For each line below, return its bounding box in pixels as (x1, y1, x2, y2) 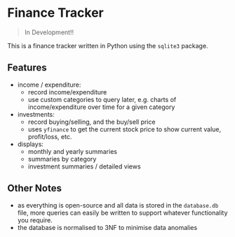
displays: (17, 140, 44, 148)
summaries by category (27, 155, 97, 163)
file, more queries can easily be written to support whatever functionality (17, 208, 228, 217)
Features (7, 62, 47, 74)
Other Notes (7, 182, 62, 194)
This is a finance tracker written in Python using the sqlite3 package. (7, 41, 208, 50)
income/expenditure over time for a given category (27, 103, 175, 111)
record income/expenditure (27, 87, 107, 96)
